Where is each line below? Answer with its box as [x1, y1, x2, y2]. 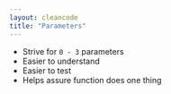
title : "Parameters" [9, 21, 87, 30]
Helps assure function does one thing [22, 74, 162, 85]
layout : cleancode [9, 13, 78, 22]
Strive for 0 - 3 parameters [22, 46, 124, 56]
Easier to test [22, 64, 72, 76]
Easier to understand [22, 56, 101, 66]
